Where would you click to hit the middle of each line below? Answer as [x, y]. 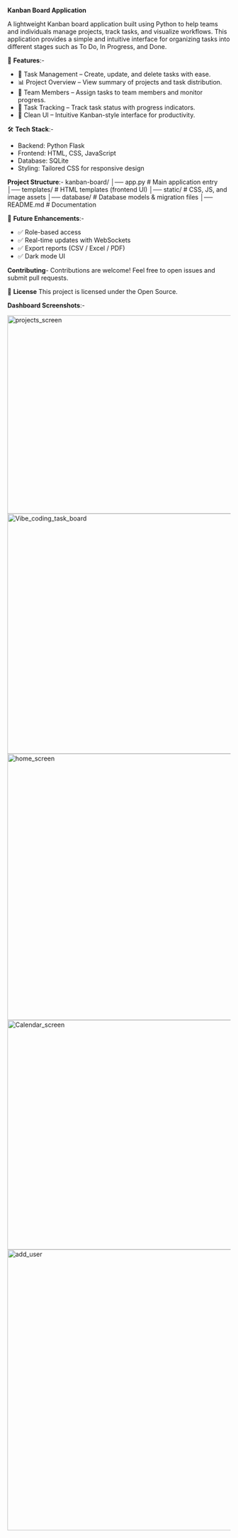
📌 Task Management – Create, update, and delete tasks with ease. [114, 74]
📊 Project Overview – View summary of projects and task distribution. [120, 82]
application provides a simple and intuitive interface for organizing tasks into [119, 39]
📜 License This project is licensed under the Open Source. [93, 291]
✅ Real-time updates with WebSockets [74, 240]
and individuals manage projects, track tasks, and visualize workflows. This [117, 32]
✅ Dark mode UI [41, 256]
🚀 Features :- [26, 60]
